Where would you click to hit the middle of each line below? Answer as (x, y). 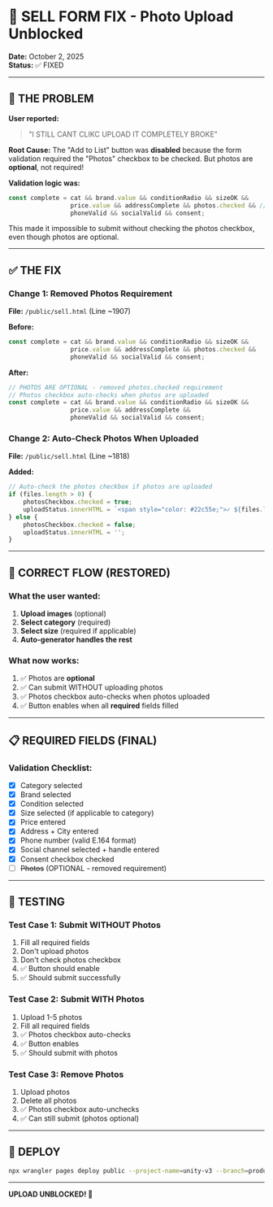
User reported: (34, 118)
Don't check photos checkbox (71, 960)
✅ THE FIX (35, 270)
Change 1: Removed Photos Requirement (91, 294)
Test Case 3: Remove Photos (66, 1074)
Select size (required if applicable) (78, 631)
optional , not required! (46, 167)
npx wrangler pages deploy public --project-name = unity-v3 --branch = (129, 1170)
